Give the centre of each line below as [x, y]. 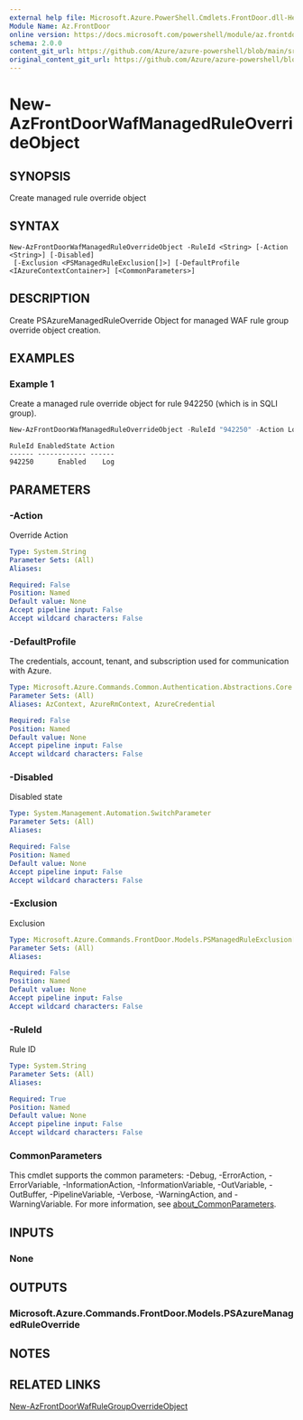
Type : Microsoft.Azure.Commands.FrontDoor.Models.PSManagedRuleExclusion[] [155, 940]
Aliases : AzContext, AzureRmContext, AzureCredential [113, 704]
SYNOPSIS [40, 176]
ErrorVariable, [35, 1185]
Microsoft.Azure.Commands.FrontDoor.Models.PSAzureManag [152, 1313]
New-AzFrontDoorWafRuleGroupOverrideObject [99, 1406]
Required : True [38, 1099]
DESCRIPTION [50, 299]
